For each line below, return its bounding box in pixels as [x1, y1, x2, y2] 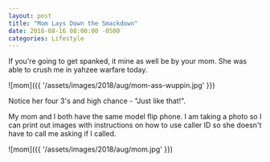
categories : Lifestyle [8, 34, 84, 43]
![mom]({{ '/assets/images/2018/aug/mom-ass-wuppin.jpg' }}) [8, 81, 215, 90]
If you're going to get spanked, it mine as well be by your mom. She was [8, 56, 247, 66]
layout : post [8, 11, 52, 20]
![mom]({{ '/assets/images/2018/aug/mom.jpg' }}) [8, 144, 173, 154]
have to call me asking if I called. [8, 129, 117, 139]
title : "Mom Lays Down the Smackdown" [8, 19, 138, 27]
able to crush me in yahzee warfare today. [8, 65, 148, 75]
